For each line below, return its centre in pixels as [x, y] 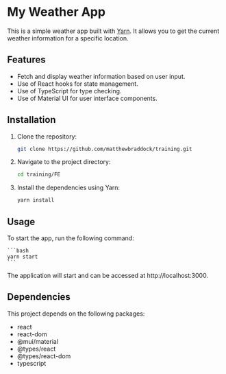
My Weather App [56, 12]
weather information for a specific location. [68, 38]
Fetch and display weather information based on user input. [101, 76]
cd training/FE [39, 175]
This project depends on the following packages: [76, 314]
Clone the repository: [47, 136]
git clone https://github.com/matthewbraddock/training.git [104, 149]
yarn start [23, 257]
